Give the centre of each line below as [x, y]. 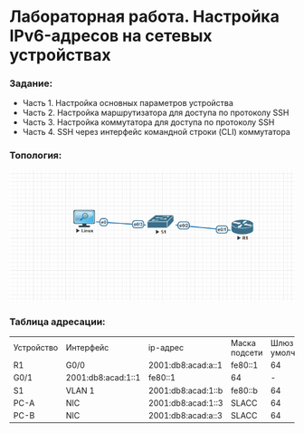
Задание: [31, 83]
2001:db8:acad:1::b [185, 390]
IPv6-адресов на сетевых [111, 36]
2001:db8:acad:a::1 [185, 365]
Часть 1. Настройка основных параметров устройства [128, 103]
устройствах [60, 55]
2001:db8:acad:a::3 [185, 416]
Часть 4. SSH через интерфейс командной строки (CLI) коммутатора [157, 132]
